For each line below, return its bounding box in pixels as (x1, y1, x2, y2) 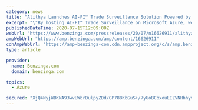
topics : (6, 79, 25, 85)
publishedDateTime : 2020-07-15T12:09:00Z (6, 25, 110, 31)
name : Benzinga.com (11, 63, 60, 69)
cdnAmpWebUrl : (6, 42, 41, 48)
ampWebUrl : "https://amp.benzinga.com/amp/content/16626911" (6, 36, 160, 42)
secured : (6, 95, 28, 101)
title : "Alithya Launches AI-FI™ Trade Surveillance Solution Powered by (6, 14, 192, 20)
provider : (6, 57, 31, 64)
